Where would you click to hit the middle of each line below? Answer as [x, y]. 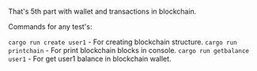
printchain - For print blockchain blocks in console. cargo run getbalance [128, 50]
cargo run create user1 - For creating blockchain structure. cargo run [123, 42]
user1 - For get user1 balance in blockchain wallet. [90, 59]
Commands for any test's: [50, 26]
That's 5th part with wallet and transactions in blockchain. [102, 11]
